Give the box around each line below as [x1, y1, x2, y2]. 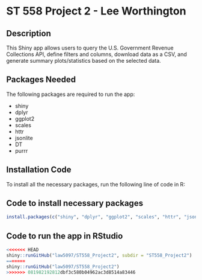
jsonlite [14, 134, 33, 141]
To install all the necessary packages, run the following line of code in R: [6, 180, 185, 188]
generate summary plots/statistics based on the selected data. [6, 57, 161, 64]
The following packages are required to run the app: [6, 91, 135, 98]
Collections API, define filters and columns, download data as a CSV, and [6, 51, 188, 58]
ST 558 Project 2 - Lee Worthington [6, 4, 186, 18]
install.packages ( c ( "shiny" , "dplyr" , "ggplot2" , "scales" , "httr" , [6, 214, 182, 220]
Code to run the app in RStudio [6, 231, 123, 241]
